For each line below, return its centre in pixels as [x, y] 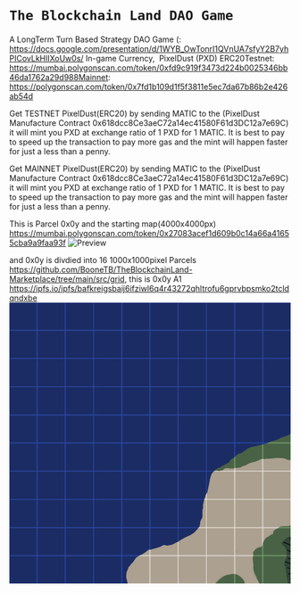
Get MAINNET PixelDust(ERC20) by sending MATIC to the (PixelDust [135, 169]
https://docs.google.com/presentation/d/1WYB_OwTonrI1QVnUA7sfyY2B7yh [149, 48]
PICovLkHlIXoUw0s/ [46, 58]
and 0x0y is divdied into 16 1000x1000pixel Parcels [103, 259]
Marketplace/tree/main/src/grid [67, 279]
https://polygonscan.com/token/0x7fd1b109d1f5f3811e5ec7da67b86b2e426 [149, 86]
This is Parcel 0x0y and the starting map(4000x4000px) [113, 224]
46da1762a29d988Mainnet [59, 77]
